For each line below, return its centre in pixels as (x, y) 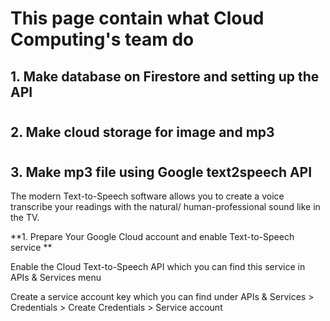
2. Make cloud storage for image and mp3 (142, 132)
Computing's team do (102, 39)
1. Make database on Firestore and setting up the (165, 76)
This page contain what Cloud (137, 18)
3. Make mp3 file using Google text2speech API (161, 172)
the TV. (25, 218)
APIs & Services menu (56, 278)
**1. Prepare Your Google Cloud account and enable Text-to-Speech (152, 237)
